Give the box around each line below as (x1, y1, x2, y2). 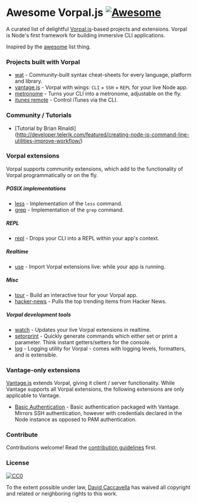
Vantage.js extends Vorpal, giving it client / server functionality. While (6, 379, 175, 386)
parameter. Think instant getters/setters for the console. (14, 338, 152, 345)
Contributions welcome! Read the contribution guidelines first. (6, 444, 157, 451)
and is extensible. (14, 351, 58, 358)
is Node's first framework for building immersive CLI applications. (6, 31, 165, 38)
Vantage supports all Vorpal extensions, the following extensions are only (6, 386, 185, 393)
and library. (14, 77, 42, 85)
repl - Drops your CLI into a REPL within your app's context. (14, 234, 160, 241)
